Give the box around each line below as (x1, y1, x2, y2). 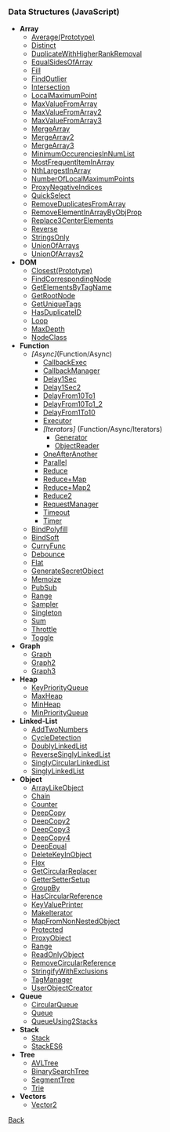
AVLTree (31, 1058, 59, 1068)
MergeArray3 (31, 141, 74, 151)
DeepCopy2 (31, 816, 71, 826)
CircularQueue (31, 1000, 78, 1010)
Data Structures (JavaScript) (8, 6, 120, 17)
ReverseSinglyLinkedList (31, 750, 111, 759)
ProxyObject (31, 933, 72, 943)
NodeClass (31, 333, 67, 342)
